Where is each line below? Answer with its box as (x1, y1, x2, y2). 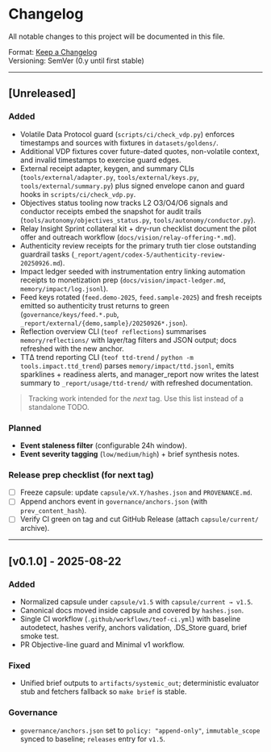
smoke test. (19, 631, 59, 641)
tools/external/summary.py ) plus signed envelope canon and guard (19, 181, 244, 190)
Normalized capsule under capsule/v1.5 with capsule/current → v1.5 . (19, 597, 253, 607)
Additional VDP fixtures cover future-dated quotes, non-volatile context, (19, 146, 260, 156)
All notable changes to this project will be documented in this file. (8, 31, 226, 41)
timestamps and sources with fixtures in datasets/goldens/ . (19, 138, 219, 148)
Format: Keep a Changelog (8, 47, 98, 56)
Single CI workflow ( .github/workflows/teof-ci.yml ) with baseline (19, 614, 241, 624)
